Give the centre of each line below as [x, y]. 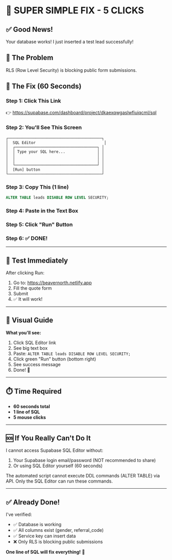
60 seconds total [32, 406]
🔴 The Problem [30, 58]
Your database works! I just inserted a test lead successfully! [70, 42]
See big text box [30, 348]
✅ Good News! [29, 29]
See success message [37, 364]
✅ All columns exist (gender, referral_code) [58, 530]
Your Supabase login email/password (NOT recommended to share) [84, 461]
